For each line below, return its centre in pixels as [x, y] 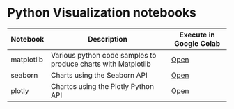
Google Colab [197, 43]
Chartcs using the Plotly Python [103, 86]
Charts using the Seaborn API [99, 75]
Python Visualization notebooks [102, 13]
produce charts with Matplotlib [101, 64]
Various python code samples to [104, 55]
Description [108, 39]
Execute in [197, 35]
